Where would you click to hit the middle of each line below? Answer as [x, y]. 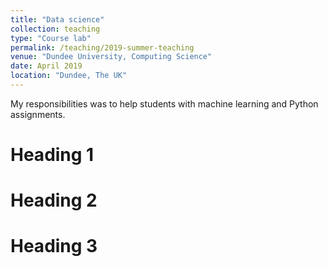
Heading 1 [52, 155]
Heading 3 [54, 246]
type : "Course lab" [51, 38]
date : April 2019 [46, 66]
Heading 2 [54, 200]
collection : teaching [55, 29]
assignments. [38, 114]
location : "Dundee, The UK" [69, 76]
